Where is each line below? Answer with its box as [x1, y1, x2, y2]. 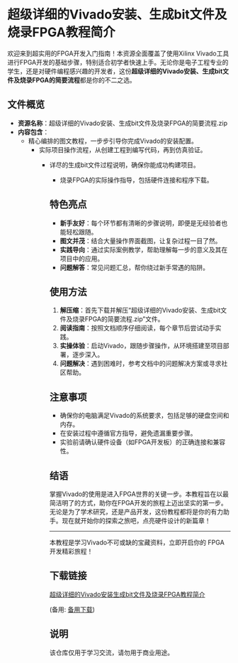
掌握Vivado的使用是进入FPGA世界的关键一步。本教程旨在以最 [49, 490, 229, 498]
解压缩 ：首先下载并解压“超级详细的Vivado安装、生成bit [59, 306, 221, 315]
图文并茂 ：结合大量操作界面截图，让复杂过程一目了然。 [59, 236, 222, 245]
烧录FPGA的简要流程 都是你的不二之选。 [19, 75, 136, 84]
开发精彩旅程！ [49, 547, 93, 555]
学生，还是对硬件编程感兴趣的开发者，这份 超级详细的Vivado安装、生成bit [7, 67, 223, 75]
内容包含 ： [17, 127, 50, 136]
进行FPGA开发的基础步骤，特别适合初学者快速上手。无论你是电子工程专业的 [7, 58, 229, 66]
